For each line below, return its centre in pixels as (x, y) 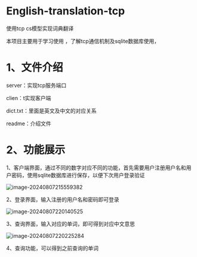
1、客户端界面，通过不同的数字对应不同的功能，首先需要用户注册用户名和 (96, 167)
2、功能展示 (36, 150)
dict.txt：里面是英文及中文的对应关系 (51, 111)
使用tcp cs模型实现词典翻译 (40, 28)
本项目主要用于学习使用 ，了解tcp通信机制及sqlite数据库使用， (83, 41)
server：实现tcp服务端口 (36, 85)
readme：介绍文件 (29, 123)
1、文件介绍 (35, 68)
